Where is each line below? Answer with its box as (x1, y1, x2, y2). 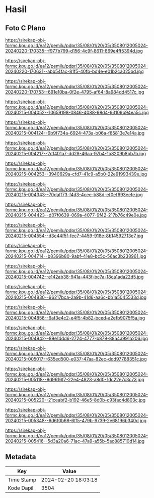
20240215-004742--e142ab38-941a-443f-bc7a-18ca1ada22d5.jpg (5, 274, 144, 280)
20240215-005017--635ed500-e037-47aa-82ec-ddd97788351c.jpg (5, 356, 147, 362)
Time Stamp (8, 476, 37, 483)
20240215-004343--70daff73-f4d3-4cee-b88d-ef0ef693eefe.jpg (5, 192, 143, 198)
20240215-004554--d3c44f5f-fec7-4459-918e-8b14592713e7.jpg (5, 233, 143, 239)
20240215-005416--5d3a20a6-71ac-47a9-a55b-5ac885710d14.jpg (5, 438, 145, 444)
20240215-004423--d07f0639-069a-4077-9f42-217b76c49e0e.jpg (5, 212, 147, 218)
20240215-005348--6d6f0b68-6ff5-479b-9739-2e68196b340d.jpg (5, 418, 147, 423)
